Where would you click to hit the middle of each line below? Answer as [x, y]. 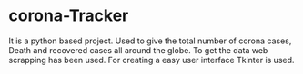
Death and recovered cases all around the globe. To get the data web [138, 50]
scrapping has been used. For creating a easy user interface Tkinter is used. [151, 60]
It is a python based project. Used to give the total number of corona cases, [150, 41]
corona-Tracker [69, 16]
